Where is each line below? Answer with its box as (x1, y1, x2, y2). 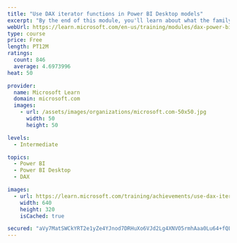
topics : (7, 153, 30, 161)
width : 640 (20, 199, 52, 206)
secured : (7, 225, 33, 232)
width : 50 (25, 115, 55, 122)
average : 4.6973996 (13, 63, 71, 70)
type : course (7, 30, 46, 37)
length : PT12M (7, 43, 49, 50)
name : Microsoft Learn (13, 89, 80, 96)
